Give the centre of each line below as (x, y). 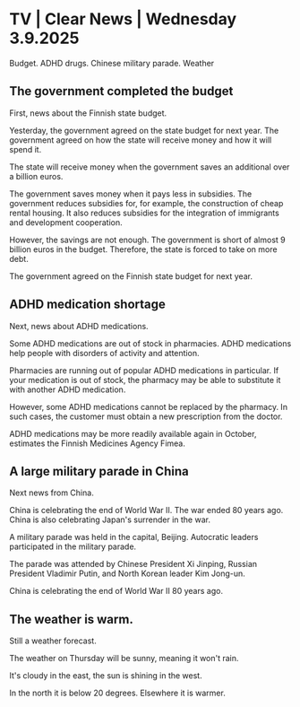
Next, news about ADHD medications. (79, 326)
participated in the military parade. (73, 546)
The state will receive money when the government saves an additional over (150, 167)
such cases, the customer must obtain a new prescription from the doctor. (146, 416)
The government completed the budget (121, 91)
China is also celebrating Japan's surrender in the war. (110, 519)
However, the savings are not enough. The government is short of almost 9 (147, 240)
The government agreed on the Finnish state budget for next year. (131, 276)
